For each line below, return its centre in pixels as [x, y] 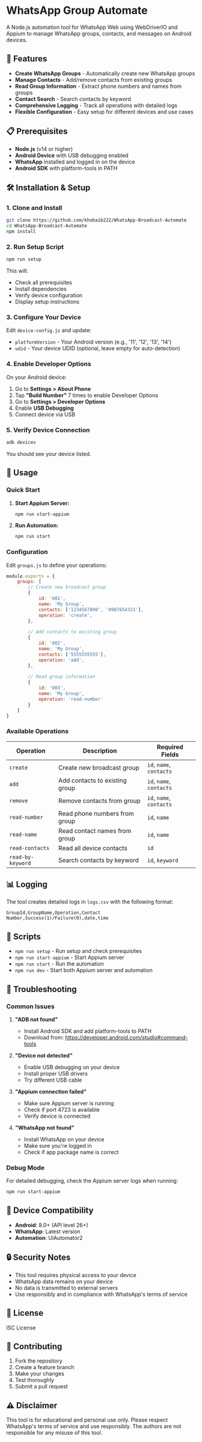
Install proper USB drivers [56, 1073]
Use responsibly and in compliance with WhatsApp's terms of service [101, 1294]
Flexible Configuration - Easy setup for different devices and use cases [104, 111]
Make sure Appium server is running [69, 1103]
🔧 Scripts [23, 936]
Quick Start [23, 490]
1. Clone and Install [34, 208]
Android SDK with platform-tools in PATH [66, 168]
